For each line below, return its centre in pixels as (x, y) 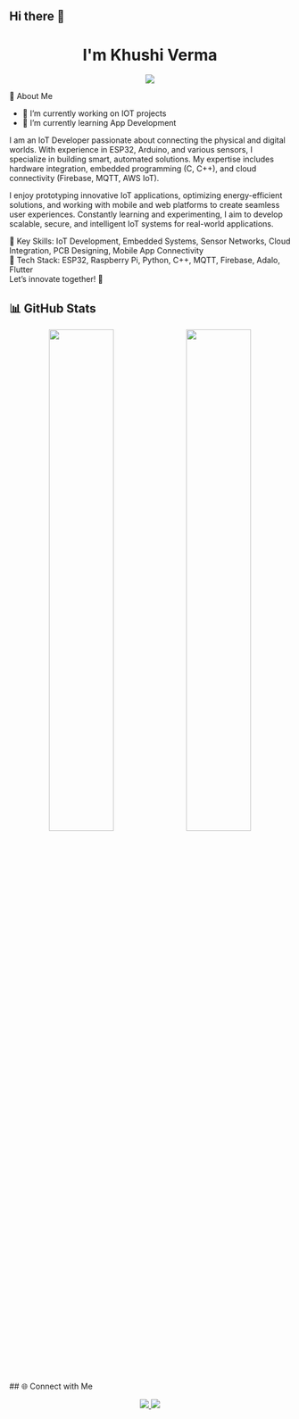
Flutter (21, 270)
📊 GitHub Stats (53, 308)
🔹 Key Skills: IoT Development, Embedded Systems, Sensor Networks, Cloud (150, 241)
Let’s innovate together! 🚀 (56, 279)
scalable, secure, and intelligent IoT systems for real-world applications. (141, 224)
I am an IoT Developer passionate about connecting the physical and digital (147, 140)
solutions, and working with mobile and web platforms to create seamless (145, 205)
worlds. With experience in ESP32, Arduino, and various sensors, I (131, 150)
